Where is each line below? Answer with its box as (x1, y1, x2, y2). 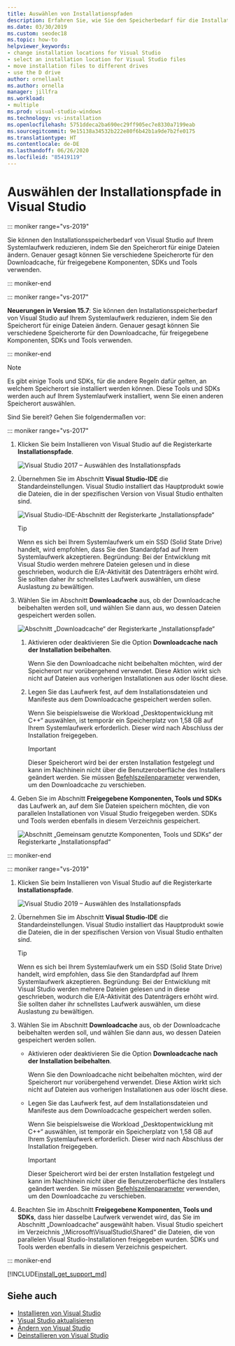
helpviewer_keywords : (7, 43, 71, 50)
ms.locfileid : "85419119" (7, 154, 83, 161)
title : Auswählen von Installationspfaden (7, 10, 133, 18)
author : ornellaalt (7, 75, 64, 83)
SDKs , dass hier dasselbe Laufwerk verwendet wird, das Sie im (17, 1213, 201, 1221)
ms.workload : (7, 95, 45, 102)
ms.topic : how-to (7, 36, 58, 43)
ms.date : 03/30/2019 (7, 23, 68, 30)
